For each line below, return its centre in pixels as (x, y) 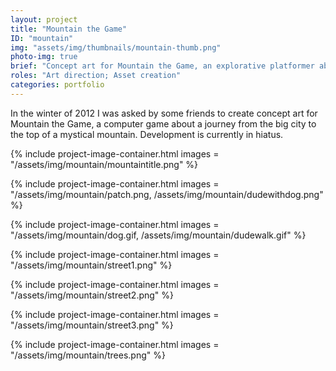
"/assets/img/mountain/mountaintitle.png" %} (104, 164)
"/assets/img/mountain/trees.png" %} (88, 355)
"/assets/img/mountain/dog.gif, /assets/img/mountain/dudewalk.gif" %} (158, 235)
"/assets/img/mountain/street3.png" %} (92, 325)
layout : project (44, 19)
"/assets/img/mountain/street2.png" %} (92, 295)
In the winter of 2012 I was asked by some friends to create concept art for (164, 113)
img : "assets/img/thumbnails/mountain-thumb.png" (116, 47)
